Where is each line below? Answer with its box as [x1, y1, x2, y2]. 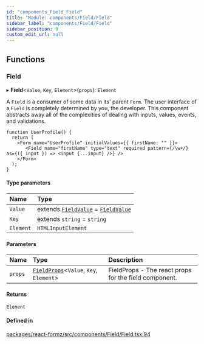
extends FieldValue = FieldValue [37, 205, 132, 214]
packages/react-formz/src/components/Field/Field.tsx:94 [6, 330, 151, 338]
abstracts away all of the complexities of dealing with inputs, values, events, [6, 111, 197, 118]
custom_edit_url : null [6, 32, 64, 38]
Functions [6, 54, 46, 65]
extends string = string [37, 215, 106, 223]
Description [108, 256, 143, 264]
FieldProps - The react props [108, 266, 192, 275]
